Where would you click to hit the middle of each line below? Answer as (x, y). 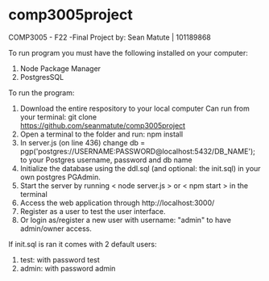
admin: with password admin (68, 268)
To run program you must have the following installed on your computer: (128, 52)
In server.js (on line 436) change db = (83, 142)
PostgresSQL (42, 77)
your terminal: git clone (58, 117)
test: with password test (60, 259)
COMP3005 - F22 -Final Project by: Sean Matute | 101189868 (110, 37)
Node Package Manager (60, 68)
